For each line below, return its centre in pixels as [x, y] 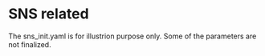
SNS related [49, 14]
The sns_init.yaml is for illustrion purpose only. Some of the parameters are [132, 36]
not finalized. [30, 44]
